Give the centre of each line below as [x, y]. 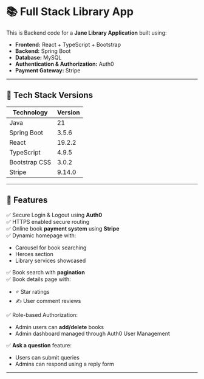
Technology [30, 112]
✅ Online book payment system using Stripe [63, 228]
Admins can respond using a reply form [64, 364]
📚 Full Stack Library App [70, 12]
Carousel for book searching [51, 248]
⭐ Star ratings [32, 291]
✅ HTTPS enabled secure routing [48, 221]
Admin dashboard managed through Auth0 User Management [92, 333]
